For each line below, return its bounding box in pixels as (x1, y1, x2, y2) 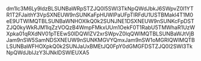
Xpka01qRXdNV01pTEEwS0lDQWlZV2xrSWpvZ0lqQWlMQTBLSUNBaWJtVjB (6, 30, 194, 37)
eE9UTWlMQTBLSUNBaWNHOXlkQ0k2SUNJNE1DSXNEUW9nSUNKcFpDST (6, 18, 195, 24)
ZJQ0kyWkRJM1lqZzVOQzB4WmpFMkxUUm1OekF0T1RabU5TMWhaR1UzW (6, 24, 196, 31)
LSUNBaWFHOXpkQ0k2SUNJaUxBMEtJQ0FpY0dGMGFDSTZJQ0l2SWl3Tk (6, 43, 193, 50)
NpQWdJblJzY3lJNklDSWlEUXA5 (6, 49, 89, 56)
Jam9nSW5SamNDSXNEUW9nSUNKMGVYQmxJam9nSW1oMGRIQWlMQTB (6, 37, 195, 43)
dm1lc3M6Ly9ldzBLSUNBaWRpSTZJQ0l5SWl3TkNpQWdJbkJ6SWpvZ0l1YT (6, 5, 194, 12)
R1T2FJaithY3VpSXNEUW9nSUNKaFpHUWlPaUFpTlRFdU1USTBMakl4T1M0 (6, 11, 193, 18)
